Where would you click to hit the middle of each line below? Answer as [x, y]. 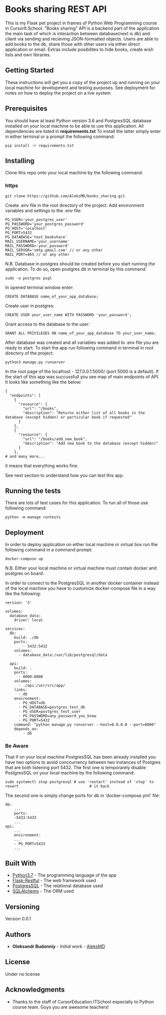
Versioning [22, 907]
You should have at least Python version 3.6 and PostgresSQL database [78, 120]
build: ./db [26, 638]
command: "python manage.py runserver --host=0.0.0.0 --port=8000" [85, 725]
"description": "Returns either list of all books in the [84, 413]
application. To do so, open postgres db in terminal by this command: [76, 269]
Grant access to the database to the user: [48, 324]
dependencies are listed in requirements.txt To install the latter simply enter [83, 131]
